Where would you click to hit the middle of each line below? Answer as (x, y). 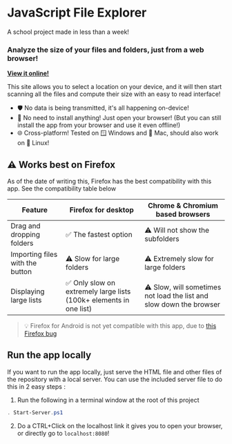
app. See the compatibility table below (62, 189)
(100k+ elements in (97, 300)
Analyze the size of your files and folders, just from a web (106, 50)
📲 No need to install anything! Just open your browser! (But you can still (119, 118)
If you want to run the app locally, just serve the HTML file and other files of (115, 371)
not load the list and (176, 296)
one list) (78, 309)
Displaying (28, 291)
